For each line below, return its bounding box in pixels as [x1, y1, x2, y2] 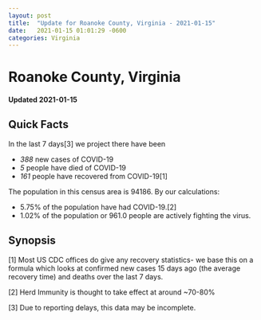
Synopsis [8, 234, 56, 248]
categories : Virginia [8, 33, 81, 42]
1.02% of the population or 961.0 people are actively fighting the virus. [19, 210, 251, 220]
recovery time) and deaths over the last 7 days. [8, 271, 164, 281]
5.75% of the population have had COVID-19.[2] [19, 202, 177, 212]
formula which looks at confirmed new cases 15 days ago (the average [8, 263, 241, 273]
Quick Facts [8, 118, 69, 131]
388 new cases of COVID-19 [19, 154, 114, 164]
